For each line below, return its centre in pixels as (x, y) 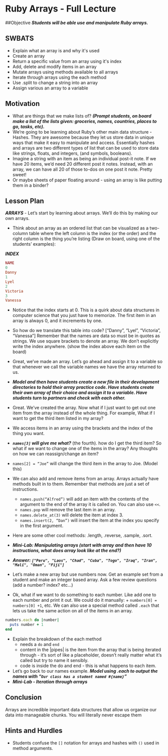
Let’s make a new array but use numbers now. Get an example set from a (88, 574)
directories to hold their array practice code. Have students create (83, 387)
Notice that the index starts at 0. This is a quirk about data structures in (86, 310)
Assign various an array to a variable (50, 88)
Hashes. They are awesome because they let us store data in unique (83, 137)
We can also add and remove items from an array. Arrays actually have (86, 479)
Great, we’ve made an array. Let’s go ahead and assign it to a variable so (88, 362)
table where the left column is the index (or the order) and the (93, 234)
